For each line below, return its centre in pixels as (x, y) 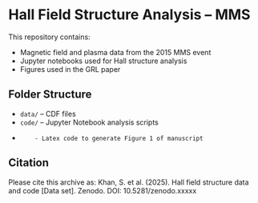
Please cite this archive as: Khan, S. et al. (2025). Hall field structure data (129, 182)
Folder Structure (50, 95)
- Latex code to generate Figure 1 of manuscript (119, 138)
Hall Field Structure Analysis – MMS (129, 15)
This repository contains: (49, 37)
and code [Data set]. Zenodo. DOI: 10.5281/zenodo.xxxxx (103, 190)
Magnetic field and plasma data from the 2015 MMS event (115, 52)
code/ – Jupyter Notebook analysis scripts (89, 122)
